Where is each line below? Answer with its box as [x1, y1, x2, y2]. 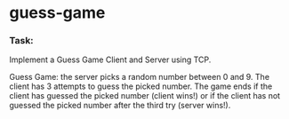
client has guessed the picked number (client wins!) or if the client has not [9, 91, 281, 101]
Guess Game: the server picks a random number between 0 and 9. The [9, 72, 269, 83]
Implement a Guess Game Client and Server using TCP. [9, 54, 212, 65]
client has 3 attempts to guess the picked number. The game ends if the [9, 81, 273, 91]
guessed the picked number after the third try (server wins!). [9, 100, 231, 111]
